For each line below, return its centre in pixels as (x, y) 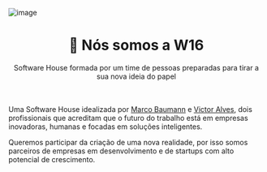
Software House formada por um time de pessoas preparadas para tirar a (136, 67)
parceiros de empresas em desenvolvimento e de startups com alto (121, 151)
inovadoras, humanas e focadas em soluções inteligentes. (106, 127)
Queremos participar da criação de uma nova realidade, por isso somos (128, 142)
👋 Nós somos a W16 (136, 45)
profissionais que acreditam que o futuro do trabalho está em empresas (129, 118)
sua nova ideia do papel (136, 76)
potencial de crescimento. (52, 159)
